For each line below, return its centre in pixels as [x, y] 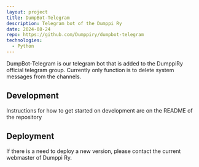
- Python [23, 46]
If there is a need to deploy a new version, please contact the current [94, 151]
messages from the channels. [44, 76]
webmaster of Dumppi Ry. [39, 157]
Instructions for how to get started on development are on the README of [99, 110]
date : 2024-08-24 [29, 29]
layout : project [27, 12]
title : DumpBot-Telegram [38, 18]
